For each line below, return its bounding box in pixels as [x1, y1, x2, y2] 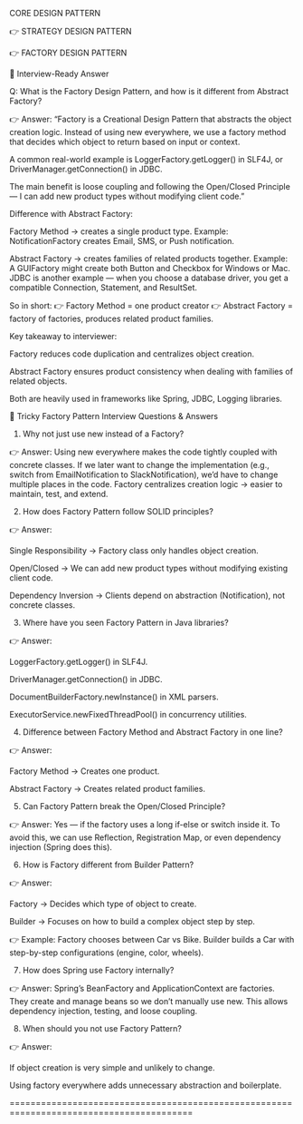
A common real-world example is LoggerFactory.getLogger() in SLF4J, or [9, 154, 283, 164]
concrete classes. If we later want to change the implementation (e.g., [9, 460, 270, 470]
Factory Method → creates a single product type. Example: [9, 226, 229, 237]
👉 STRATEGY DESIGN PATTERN [9, 26, 133, 36]
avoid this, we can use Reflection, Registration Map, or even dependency [9, 832, 282, 843]
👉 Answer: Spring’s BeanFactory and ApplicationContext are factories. [9, 983, 276, 993]
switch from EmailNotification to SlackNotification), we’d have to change [9, 469, 279, 480]
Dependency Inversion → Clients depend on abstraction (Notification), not [9, 590, 286, 601]
